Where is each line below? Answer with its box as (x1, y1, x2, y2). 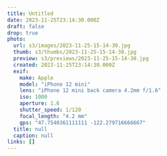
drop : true (7, 29, 38, 37)
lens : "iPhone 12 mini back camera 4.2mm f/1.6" (19, 87, 162, 94)
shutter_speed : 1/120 (19, 106, 81, 113)
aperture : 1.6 (19, 100, 60, 107)
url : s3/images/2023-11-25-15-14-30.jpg (13, 42, 131, 49)
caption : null (13, 132, 54, 139)
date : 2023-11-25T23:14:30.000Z (7, 17, 100, 23)
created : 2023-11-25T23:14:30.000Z (13, 61, 115, 68)
